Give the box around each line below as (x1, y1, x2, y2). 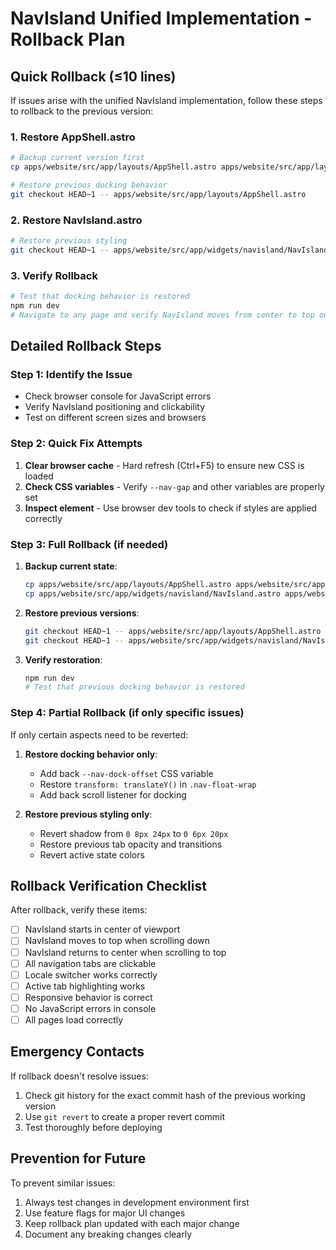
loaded (24, 470, 54, 482)
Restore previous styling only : (24, 808, 153, 820)
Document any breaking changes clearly (24, 1228, 193, 1240)
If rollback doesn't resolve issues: (10, 1070, 149, 1082)
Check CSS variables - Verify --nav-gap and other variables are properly (24, 480, 325, 492)
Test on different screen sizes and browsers (24, 412, 207, 424)
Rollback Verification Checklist (10, 877, 207, 894)
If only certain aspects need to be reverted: (10, 728, 189, 741)
